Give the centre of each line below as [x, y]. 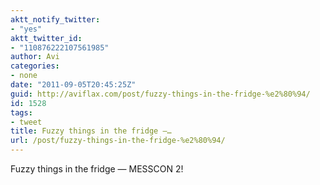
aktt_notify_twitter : [55, 19]
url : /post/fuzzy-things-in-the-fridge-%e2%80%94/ [118, 141]
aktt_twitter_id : [46, 38]
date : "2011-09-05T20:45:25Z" [73, 85]
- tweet [26, 122]
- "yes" [26, 29]
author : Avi [35, 57]
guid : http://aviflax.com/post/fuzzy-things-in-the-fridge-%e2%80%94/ [160, 94]
